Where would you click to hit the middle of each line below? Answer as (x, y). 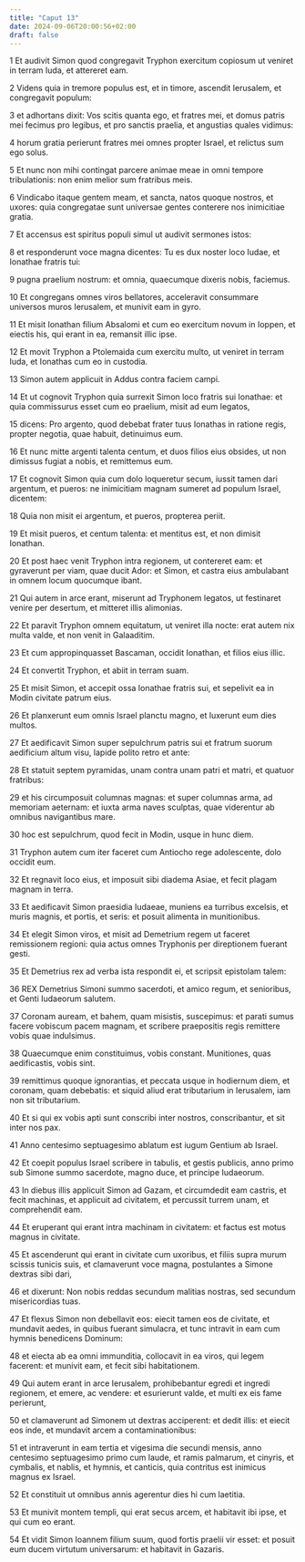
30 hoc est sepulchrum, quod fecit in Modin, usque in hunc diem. (132, 834)
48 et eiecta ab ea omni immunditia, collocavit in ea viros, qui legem (137, 1356)
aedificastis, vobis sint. (52, 1063)
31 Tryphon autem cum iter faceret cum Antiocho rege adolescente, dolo (146, 853)
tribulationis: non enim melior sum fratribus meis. (101, 180)
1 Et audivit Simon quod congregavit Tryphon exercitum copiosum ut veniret (152, 61)
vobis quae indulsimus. (52, 1036)
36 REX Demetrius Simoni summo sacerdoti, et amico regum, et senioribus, (150, 989)
